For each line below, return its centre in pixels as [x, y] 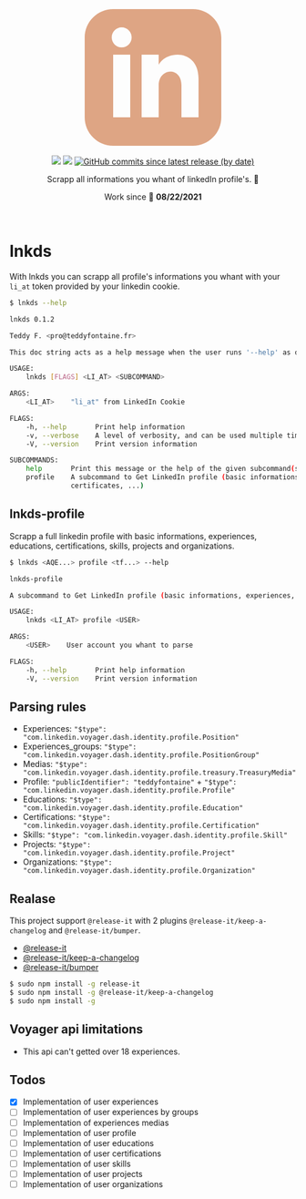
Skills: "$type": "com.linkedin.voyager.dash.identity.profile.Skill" [155, 835]
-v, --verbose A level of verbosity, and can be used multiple [154, 436]
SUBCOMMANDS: [34, 460]
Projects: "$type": [56, 845]
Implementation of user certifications [92, 1153]
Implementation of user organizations [93, 1184]
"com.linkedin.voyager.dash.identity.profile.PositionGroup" [141, 755]
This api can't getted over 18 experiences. [101, 1051]
